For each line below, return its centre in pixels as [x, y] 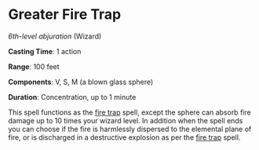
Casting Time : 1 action [45, 51]
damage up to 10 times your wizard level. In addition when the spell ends [126, 120]
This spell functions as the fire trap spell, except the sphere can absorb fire [129, 112]
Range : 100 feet [34, 66]
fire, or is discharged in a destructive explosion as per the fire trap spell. [124, 137]
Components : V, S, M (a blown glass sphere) [81, 82]
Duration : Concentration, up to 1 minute [72, 97]
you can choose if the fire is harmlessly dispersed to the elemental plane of [130, 129]
